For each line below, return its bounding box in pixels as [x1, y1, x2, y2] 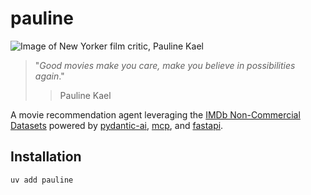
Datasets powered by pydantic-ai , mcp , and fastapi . [10, 119, 224, 131]
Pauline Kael [59, 89, 112, 101]
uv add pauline [10, 175, 74, 185]
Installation [10, 148, 82, 166]
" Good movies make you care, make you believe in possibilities [34, 59, 296, 71]
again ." [34, 70, 65, 82]
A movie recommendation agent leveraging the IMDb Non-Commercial [10, 108, 301, 121]
